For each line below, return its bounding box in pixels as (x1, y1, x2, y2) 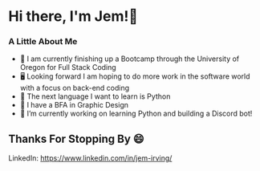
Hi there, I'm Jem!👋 (8, 7, 139, 26)
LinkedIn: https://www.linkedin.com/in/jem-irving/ (8, 153, 173, 163)
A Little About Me (8, 36, 78, 47)
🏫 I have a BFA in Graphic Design (19, 100, 129, 110)
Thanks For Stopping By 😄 (8, 132, 144, 145)
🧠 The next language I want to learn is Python (19, 92, 171, 101)
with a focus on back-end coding (19, 83, 130, 93)
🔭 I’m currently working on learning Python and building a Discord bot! (19, 108, 253, 119)
